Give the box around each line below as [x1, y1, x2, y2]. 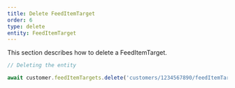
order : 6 [7, 17, 33, 24]
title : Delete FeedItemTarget [7, 10, 96, 17]
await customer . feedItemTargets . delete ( [7, 74, 127, 82]
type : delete [7, 23, 45, 30]
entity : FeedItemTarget [7, 29, 77, 37]
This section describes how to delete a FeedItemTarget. [7, 49, 168, 57]
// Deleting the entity [7, 62, 77, 69]
